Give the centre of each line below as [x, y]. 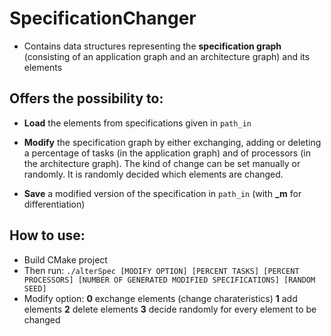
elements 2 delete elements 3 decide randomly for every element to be [170, 309]
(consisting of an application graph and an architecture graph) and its [167, 56]
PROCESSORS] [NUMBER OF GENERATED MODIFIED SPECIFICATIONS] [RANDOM [169, 280]
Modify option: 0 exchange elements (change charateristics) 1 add [160, 298]
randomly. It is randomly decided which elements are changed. [153, 174]
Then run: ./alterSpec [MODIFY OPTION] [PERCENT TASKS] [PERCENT [161, 270]
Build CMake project [65, 259]
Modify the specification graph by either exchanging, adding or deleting [172, 142]
